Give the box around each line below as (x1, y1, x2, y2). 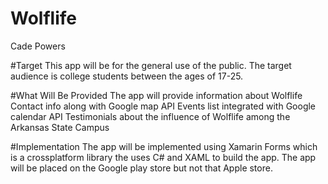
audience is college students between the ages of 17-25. (10, 70, 244, 82)
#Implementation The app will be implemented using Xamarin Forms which (10, 140, 318, 152)
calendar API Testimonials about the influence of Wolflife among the (10, 110, 291, 122)
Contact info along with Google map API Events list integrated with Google (10, 100, 317, 112)
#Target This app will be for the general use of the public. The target (10, 59, 292, 71)
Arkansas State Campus (10, 121, 110, 133)
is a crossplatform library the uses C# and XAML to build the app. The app (10, 151, 317, 163)
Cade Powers (10, 40, 66, 52)
